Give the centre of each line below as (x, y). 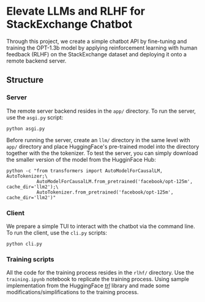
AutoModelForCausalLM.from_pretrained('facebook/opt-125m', (114, 181)
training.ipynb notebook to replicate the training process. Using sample (98, 279)
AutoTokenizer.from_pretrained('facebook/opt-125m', (105, 192)
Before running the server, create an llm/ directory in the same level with (98, 140)
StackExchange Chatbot (69, 24)
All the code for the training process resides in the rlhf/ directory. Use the (100, 273)
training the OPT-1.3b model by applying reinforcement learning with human (102, 48)
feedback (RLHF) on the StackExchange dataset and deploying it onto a (96, 54)
